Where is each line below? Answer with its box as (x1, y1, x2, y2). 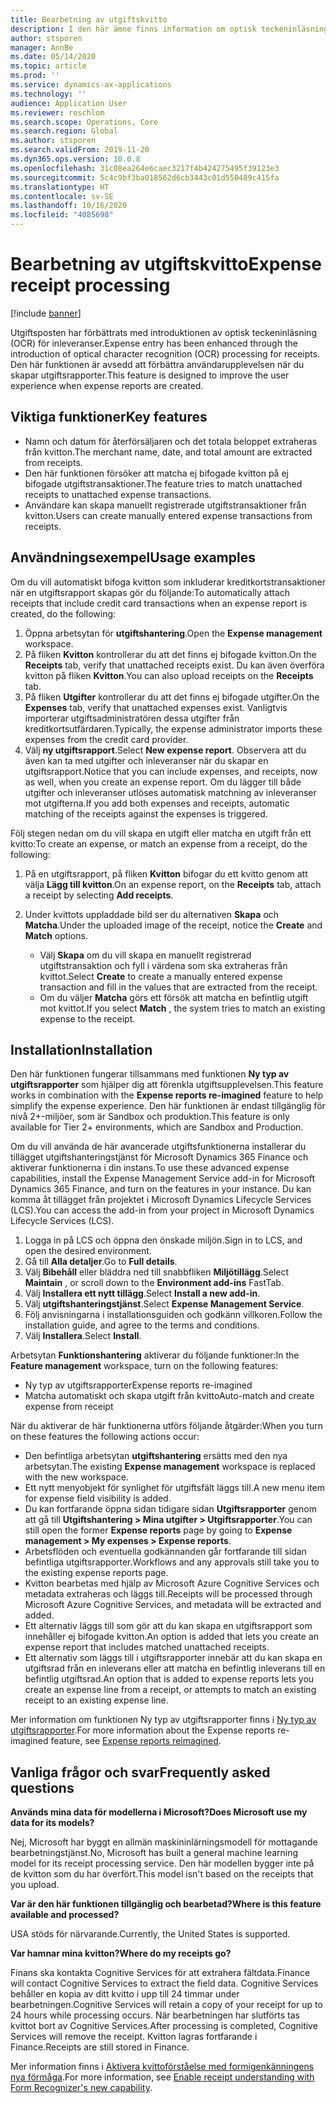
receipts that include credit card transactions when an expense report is (10, 597, 307, 609)
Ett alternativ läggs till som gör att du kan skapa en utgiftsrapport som (24, 1620, 313, 1632)
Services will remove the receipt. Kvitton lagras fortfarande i (10, 2031, 258, 2043)
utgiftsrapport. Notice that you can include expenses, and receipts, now (24, 765, 318, 777)
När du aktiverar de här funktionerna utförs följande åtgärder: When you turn (10, 1420, 323, 1432)
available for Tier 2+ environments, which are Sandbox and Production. (10, 1121, 304, 1133)
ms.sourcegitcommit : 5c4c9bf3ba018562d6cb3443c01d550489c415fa (10, 172, 280, 183)
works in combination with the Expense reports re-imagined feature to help (10, 1089, 324, 1101)
